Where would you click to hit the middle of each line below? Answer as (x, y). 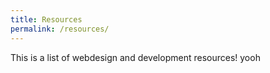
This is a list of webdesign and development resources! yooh (135, 57)
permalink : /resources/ (60, 29)
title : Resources (46, 19)
